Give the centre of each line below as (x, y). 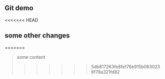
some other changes (37, 36)
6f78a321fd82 (106, 72)
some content (31, 57)
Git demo (19, 8)
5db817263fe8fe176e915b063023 (125, 67)
